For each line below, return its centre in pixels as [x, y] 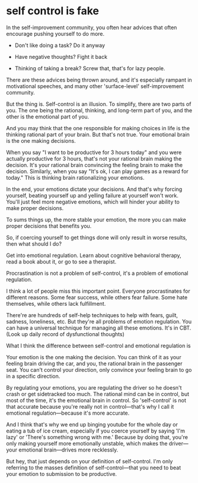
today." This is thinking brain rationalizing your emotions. [75, 177]
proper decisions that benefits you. [49, 226]
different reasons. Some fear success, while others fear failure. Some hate [97, 297]
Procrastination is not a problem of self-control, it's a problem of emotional [97, 273]
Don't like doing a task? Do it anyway [60, 45]
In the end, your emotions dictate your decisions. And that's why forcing [94, 189]
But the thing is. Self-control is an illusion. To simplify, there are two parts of [99, 104]
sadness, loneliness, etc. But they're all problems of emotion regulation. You [99, 321]
